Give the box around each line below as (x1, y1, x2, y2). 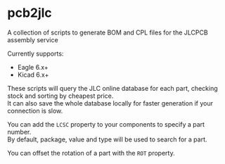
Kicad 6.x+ (17, 70, 49, 79)
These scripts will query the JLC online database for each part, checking (7, 84, 218, 92)
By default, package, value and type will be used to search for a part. (7, 135, 207, 144)
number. (7, 127, 32, 136)
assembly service (7, 35, 58, 44)
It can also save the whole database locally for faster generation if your (7, 99, 213, 107)
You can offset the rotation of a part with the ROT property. (7, 149, 175, 157)
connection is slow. (7, 106, 63, 115)
